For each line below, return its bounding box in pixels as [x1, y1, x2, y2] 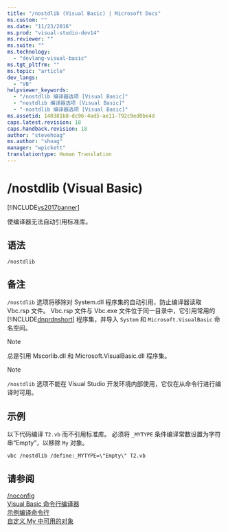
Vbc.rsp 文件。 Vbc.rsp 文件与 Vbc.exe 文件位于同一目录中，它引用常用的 [7, 307, 216, 315]
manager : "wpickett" [7, 145, 67, 151]
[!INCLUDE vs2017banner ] [7, 203, 80, 211]
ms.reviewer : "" [7, 36, 54, 43]
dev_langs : [7, 74, 38, 81]
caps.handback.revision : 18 [7, 125, 88, 132]
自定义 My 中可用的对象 [7, 517, 74, 525]
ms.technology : [7, 49, 51, 56]
